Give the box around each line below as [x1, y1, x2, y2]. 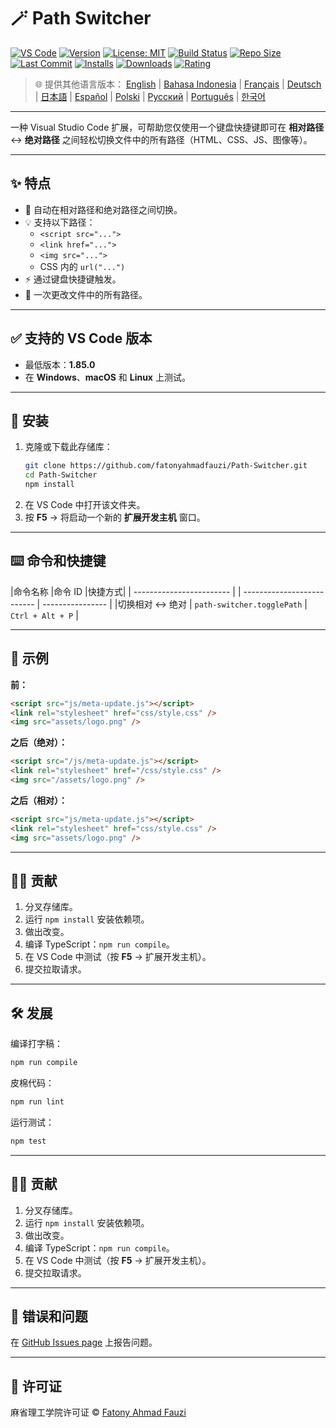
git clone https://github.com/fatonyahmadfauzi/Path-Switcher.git [24, 461, 308, 471]
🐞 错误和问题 [10, 1308, 88, 1325]
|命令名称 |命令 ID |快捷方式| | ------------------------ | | [10, 585, 242, 597]
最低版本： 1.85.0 [24, 358, 96, 370]
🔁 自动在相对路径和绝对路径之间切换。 [24, 203, 183, 215]
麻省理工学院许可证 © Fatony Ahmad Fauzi [10, 1406, 187, 1419]
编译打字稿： [10, 1038, 63, 1050]
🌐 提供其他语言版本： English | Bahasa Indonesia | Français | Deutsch [34, 78, 322, 90]
